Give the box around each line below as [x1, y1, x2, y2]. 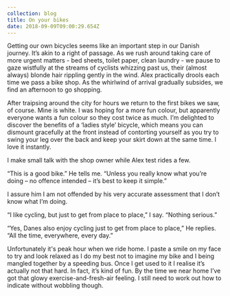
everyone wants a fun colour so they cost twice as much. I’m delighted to [7, 114, 214, 122]
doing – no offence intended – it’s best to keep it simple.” [7, 177, 167, 185]
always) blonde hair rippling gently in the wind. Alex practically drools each [7, 71, 220, 79]
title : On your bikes [7, 17, 69, 23]
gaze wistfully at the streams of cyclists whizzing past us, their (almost [7, 63, 207, 72]
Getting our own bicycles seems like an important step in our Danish [7, 42, 200, 50]
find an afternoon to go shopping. [7, 85, 102, 94]
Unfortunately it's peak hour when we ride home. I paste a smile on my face [7, 245, 222, 253]
